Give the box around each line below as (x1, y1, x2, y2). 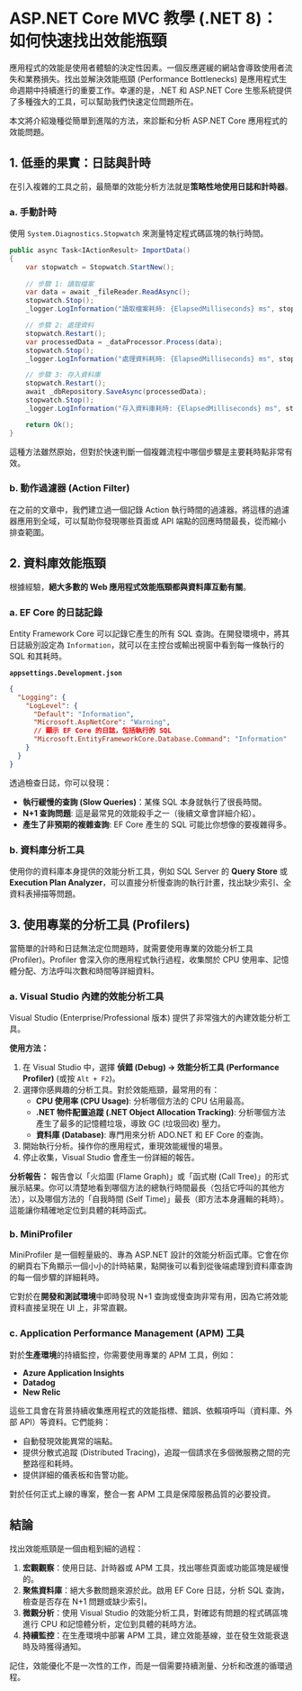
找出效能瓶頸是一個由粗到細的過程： (9, 1542, 144, 1554)
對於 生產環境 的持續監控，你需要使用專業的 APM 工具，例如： (9, 1349, 236, 1360)
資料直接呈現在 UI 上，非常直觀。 (9, 1303, 133, 1314)
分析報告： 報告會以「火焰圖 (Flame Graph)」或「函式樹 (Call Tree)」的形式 (9, 1171, 289, 1182)
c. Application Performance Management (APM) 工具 (9, 1327, 245, 1340)
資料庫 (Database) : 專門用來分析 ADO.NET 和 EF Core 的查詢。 (35, 1130, 269, 1141)
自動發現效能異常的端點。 (22, 1435, 118, 1446)
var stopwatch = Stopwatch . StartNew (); (25, 262, 175, 271)
